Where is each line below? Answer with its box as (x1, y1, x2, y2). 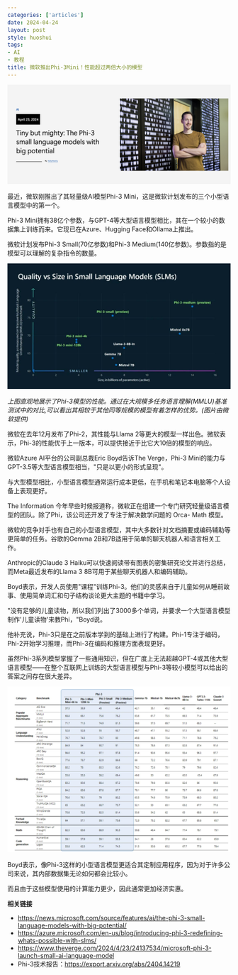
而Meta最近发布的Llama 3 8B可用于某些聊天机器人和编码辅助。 (7, 568, 191, 576)
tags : (7, 41, 23, 49)
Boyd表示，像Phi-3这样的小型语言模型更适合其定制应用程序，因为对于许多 (7, 860, 225, 869)
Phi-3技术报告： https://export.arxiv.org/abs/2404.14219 (17, 959, 181, 968)
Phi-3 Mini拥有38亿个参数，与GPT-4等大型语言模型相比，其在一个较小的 (7, 216, 220, 224)
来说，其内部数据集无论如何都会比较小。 (13, 869, 132, 878)
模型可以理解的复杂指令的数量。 (7, 248, 101, 257)
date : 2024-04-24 (7, 18, 59, 26)
